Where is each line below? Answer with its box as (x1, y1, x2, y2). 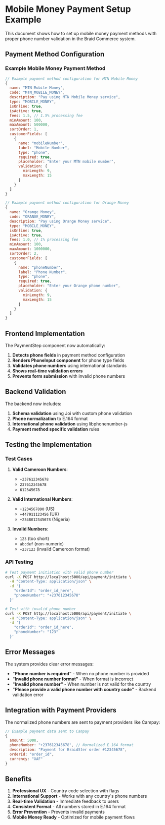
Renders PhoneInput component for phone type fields (12, 357, 124, 363)
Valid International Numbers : (12, 496, 73, 502)
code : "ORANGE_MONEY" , (9, 214, 56, 219)
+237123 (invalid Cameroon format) (19, 546, 90, 552)
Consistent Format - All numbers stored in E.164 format (12, 804, 126, 810)
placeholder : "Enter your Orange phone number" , (18, 284, 121, 289)
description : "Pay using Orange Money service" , (9, 219, 112, 224)
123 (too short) (19, 535, 49, 541)
